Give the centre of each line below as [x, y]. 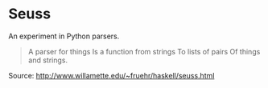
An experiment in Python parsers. [64, 36]
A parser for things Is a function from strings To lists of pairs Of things [144, 51]
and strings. [48, 60]
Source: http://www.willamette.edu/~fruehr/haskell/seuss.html [111, 75]
